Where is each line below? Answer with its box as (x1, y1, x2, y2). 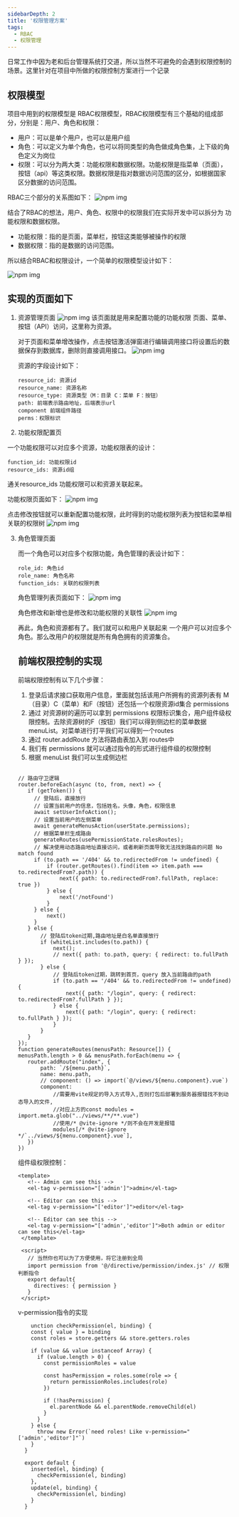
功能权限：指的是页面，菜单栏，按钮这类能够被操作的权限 (17, 232, 186, 241)
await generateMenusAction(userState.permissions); (33, 822, 191, 830)
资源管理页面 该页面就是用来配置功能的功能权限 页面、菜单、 (17, 313, 230, 321)
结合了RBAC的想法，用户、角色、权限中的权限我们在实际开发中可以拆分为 (7, 208, 224, 217)
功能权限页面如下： (7, 494, 64, 503)
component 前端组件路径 (17, 407, 82, 414)
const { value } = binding (31, 1328, 111, 1335)
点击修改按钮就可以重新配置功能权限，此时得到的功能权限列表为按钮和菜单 (7, 510, 225, 518)
